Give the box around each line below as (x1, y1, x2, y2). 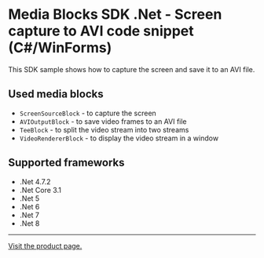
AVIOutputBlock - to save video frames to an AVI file (19, 116, 187, 126)
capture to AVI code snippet (8, 22, 194, 40)
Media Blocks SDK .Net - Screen (8, 5, 222, 24)
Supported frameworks (8, 156, 125, 169)
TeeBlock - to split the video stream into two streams (19, 125, 189, 134)
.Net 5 (19, 194, 40, 203)
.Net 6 (19, 202, 40, 211)
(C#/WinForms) (8, 39, 112, 56)
